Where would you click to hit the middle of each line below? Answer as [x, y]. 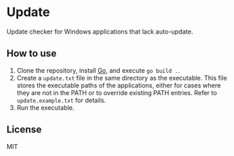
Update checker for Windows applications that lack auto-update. [100, 31]
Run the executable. [46, 107]
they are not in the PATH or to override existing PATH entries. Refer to [117, 92]
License [24, 130]
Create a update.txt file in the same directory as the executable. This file [122, 78]
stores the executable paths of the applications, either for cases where [119, 85]
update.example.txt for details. [61, 100]
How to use [32, 54]
